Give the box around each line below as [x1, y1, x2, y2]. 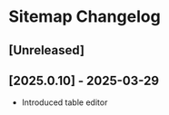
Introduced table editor [21, 97, 108, 108]
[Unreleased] [8, 43, 85, 58]
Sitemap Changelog [8, 6, 161, 27]
